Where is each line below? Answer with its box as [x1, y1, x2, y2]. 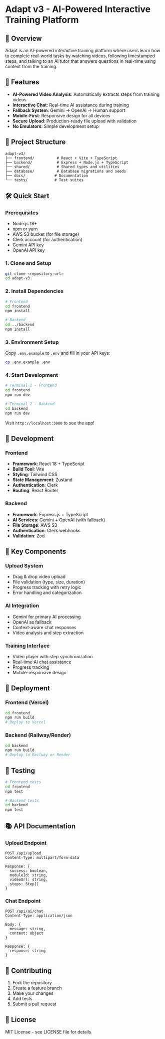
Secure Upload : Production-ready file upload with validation [12, 118, 137, 124]
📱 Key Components [5, 547, 66, 555]
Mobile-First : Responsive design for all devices [12, 112, 110, 118]
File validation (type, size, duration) [12, 579, 85, 585]
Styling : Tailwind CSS [12, 472, 57, 478]
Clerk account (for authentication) [12, 237, 82, 243]
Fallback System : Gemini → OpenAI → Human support [12, 107, 125, 113]
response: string [9, 948, 46, 954]
